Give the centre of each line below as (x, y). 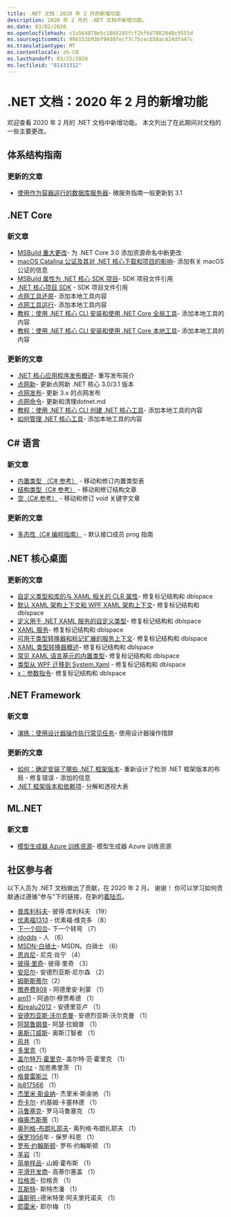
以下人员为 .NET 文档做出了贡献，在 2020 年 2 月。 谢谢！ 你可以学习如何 (112, 888)
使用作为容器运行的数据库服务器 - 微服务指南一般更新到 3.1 (100, 193)
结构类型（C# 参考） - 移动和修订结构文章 (77, 489)
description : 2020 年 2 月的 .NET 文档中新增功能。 (77, 20)
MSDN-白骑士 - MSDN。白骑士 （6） (69, 946)
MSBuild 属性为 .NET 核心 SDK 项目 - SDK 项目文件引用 (95, 278)
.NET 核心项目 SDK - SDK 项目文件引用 (72, 287)
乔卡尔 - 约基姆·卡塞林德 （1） (59, 1102)
